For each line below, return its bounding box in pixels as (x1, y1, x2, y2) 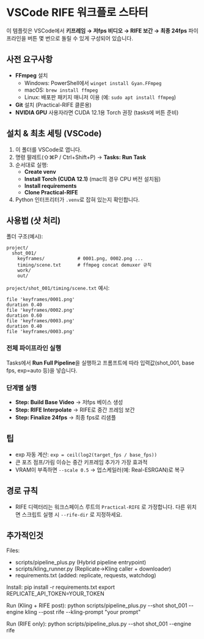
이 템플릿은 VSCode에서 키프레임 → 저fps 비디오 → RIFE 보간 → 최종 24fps (6, 27, 188, 34)
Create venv (24, 168, 56, 175)
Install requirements (24, 182, 77, 190)
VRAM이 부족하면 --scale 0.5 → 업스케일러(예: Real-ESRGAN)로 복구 (15, 466, 185, 473)
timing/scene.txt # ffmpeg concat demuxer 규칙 (17, 262, 151, 268)
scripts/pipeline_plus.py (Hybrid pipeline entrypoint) (15, 559, 147, 566)
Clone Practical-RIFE (24, 188, 78, 196)
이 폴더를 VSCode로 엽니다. (15, 146, 82, 153)
